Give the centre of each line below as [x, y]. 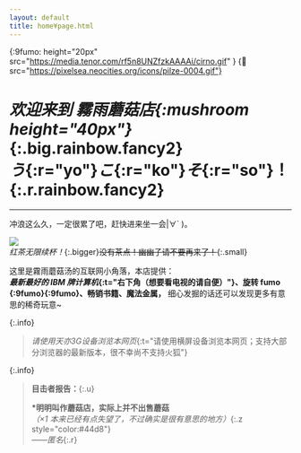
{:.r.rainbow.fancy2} [87, 190]
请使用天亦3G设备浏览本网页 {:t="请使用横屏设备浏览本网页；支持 [151, 341]
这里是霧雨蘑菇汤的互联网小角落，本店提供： [92, 271]
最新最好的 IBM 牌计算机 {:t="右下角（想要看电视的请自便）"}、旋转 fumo [145, 283]
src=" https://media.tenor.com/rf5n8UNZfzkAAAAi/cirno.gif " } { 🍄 [128, 61]
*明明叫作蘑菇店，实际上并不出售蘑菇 [100, 408]
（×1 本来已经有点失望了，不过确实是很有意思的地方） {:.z [137, 419]
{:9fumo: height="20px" [54, 51]
